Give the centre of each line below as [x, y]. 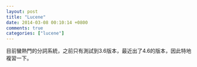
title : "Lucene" [26, 17]
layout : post [22, 11]
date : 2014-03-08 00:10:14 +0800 [47, 22]
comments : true [25, 28]
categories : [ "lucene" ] [35, 33]
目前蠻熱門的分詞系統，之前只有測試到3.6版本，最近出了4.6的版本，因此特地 [99, 51]
